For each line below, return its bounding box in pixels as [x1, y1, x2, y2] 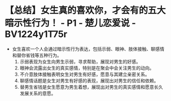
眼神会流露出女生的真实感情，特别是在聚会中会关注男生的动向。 [19, 64, 154, 71]
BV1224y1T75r [5, 28, 67, 40]
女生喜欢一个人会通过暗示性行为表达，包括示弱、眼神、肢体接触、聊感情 [12, 46, 164, 52]
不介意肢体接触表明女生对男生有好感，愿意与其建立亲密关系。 [19, 71, 150, 77]
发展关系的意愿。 [19, 90, 56, 96]
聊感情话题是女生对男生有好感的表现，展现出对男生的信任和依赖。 [19, 77, 159, 84]
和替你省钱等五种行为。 [12, 52, 62, 58]
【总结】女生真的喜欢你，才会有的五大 [5, 5, 166, 16]
